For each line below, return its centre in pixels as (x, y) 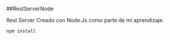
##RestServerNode (30, 9)
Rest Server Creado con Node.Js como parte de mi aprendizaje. (85, 20)
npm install (21, 31)
